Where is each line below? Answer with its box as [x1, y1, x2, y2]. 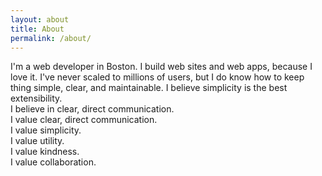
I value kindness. [10, 146, 80, 158]
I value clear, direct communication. [10, 114, 158, 126]
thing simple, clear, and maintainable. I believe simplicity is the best [10, 82, 288, 94]
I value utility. [10, 135, 65, 147]
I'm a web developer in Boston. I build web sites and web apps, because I [10, 61, 313, 73]
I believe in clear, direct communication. [10, 103, 175, 115]
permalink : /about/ [10, 33, 92, 43]
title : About [10, 24, 65, 34]
